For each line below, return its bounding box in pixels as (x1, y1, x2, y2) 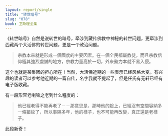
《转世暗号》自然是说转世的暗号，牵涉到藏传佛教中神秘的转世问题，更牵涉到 (5, 35, 163, 41)
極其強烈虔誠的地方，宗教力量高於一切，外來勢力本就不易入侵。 (21, 58, 153, 65)
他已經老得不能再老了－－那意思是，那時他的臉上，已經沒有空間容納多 (17, 103, 162, 109)
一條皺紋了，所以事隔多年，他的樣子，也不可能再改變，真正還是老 (17, 109, 153, 115)
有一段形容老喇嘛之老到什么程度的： (5, 92, 80, 98)
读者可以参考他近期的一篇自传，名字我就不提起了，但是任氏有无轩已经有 (13, 75, 163, 81)
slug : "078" (5, 16, 30, 21)
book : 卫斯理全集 (5, 21, 37, 26)
